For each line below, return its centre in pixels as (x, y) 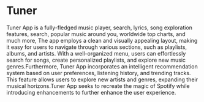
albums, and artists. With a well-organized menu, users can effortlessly (96, 53)
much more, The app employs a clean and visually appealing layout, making (102, 40)
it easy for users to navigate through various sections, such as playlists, (97, 47)
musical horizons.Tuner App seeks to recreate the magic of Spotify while (98, 86)
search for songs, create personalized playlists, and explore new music (96, 60)
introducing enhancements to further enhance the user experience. (91, 92)
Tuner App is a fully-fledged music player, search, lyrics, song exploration (100, 27)
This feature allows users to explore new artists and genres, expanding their (102, 79)
